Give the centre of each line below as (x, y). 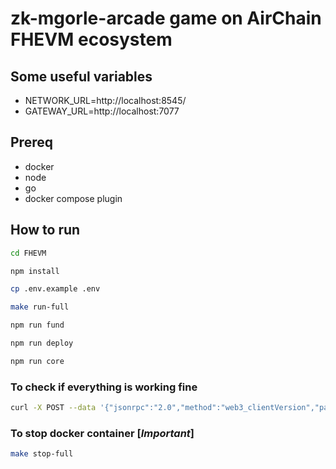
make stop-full (42, 454)
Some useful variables (81, 76)
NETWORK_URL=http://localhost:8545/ (105, 100)
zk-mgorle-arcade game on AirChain (166, 18)
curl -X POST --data (53, 408)
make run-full (40, 307)
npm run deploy (42, 343)
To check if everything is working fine (104, 387)
